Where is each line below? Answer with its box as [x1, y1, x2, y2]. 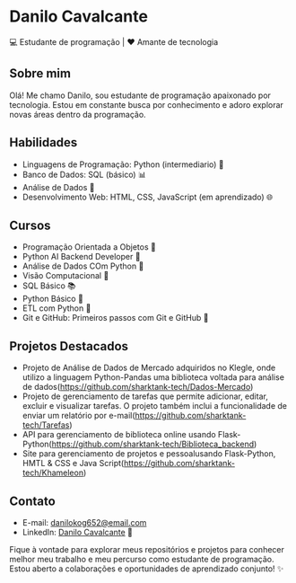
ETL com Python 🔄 [22, 303, 91, 314]
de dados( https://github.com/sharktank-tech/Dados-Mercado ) [22, 382, 254, 393]
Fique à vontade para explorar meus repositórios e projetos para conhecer [9, 544, 285, 554]
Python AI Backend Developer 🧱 [22, 252, 141, 262]
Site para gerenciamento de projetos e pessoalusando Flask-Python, [22, 448, 276, 459]
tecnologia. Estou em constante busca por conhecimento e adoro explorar [9, 99, 284, 110]
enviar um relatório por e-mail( [22, 411, 136, 421]
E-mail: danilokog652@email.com [22, 517, 147, 527]
